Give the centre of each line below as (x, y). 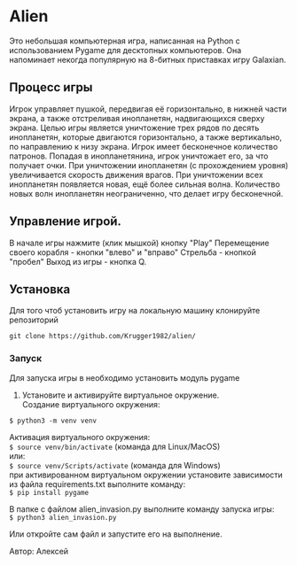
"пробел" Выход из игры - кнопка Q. (78, 261)
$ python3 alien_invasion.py (63, 517)
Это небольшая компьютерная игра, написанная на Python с (125, 41)
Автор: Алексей (39, 551)
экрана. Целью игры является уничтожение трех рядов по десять (134, 128)
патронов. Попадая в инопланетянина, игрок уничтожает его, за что (139, 156)
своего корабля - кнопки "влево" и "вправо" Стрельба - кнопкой (133, 252)
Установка (40, 289)
